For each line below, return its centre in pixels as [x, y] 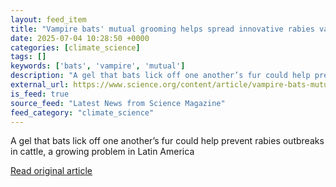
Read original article [51, 171]
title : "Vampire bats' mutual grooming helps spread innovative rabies [162, 29]
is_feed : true [40, 94]
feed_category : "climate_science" [82, 112]
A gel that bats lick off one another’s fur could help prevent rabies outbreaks [167, 141]
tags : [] [28, 57]
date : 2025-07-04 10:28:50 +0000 [80, 38]
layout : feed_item [48, 19]
